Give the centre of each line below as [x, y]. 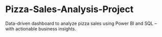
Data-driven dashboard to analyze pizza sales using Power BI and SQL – [81, 23]
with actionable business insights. [41, 28]
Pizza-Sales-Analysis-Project [70, 9]
